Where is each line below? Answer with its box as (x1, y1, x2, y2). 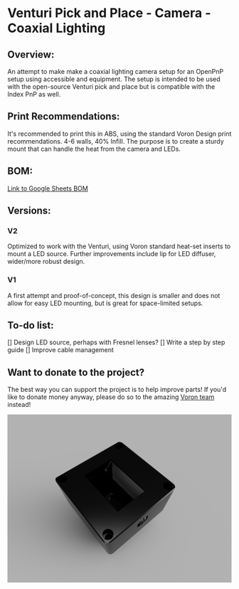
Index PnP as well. (7, 90, 61, 98)
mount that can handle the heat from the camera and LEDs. (7, 144, 181, 153)
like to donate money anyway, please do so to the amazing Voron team (7, 393, 215, 401)
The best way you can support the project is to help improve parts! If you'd (7, 386, 227, 394)
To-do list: (7, 319, 55, 331)
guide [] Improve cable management (7, 346, 114, 354)
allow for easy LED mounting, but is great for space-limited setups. (7, 299, 203, 307)
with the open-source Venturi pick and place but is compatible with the (7, 83, 216, 90)
